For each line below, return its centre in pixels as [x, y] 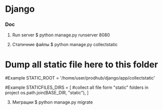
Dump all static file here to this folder [81, 64]
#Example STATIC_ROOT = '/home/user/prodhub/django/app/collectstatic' [80, 78]
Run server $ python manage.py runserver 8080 [61, 35]
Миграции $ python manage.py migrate [52, 102]
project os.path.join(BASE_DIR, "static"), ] [47, 93]
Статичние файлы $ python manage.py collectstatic [65, 45]
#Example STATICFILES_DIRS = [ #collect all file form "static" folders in [77, 87]
